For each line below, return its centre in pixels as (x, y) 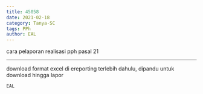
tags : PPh (19, 29)
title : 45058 (23, 12)
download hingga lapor (35, 75)
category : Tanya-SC (31, 23)
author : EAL (21, 34)
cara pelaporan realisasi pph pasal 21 (53, 51)
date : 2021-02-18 (28, 17)
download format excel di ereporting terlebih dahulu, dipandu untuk (90, 69)
